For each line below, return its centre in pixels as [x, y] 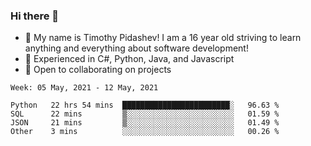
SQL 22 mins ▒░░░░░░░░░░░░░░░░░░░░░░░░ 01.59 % [145, 114]
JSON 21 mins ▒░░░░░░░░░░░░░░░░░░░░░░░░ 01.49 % [145, 123]
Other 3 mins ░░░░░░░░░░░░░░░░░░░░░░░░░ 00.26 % [145, 132]
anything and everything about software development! [136, 48]
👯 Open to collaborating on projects [98, 70]
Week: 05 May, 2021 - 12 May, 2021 [84, 88]
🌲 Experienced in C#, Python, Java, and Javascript [129, 59]
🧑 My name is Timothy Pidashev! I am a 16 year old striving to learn [163, 38]
